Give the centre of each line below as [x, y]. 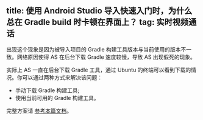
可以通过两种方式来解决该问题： [62, 77]
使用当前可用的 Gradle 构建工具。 [57, 98]
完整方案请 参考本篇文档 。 [39, 110]
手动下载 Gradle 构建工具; [47, 90]
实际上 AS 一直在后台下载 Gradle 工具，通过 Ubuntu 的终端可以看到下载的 [99, 70]
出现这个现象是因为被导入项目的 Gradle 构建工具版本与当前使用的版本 [94, 49]
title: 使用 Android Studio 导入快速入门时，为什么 [99, 11]
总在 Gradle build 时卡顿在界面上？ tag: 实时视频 [98, 22]
